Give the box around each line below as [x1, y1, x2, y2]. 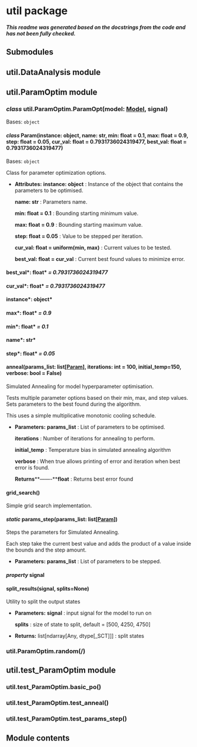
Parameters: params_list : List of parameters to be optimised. [14, 423, 166, 430]
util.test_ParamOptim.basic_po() [6, 683, 102, 691]
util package [6, 4, 68, 18]
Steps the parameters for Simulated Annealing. [6, 529, 119, 536]
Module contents [6, 733, 70, 743]
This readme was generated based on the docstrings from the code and [6, 24, 186, 31]
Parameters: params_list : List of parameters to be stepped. [14, 558, 162, 565]
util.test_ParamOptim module [6, 666, 116, 676]
